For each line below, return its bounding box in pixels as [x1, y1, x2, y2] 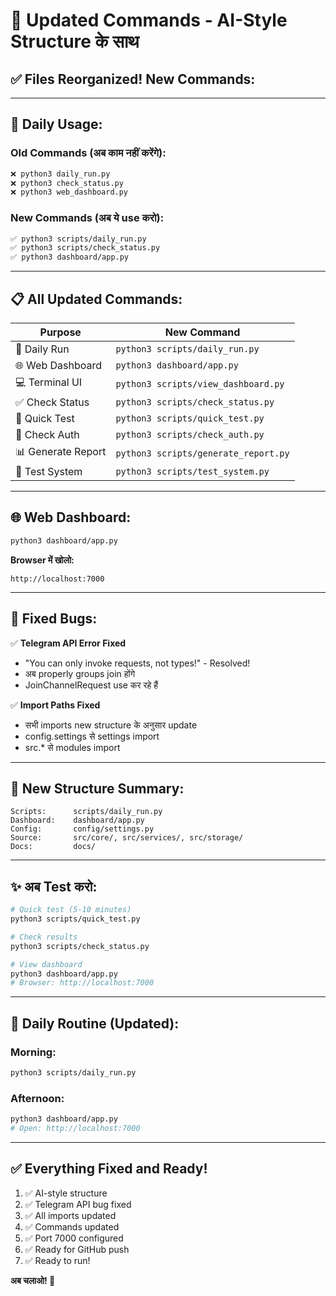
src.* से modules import [24, 741, 121, 753]
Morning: [10, 1045, 57, 1059]
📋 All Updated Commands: [10, 290, 183, 308]
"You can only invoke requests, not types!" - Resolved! [24, 657, 251, 669]
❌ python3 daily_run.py [10, 169, 111, 179]
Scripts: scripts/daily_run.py [10, 807, 163, 817]
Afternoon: [10, 1091, 65, 1105]
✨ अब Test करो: [10, 878, 98, 895]
